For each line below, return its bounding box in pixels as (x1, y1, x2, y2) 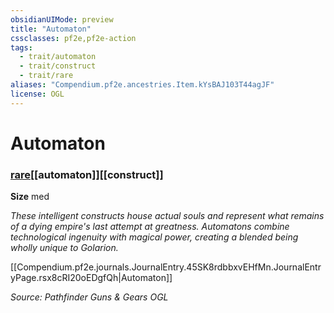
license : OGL (10, 89, 65, 99)
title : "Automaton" (10, 24, 92, 34)
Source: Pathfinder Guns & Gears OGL (10, 291, 169, 303)
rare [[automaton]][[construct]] (10, 167, 164, 181)
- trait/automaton (19, 52, 97, 62)
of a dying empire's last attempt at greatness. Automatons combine (10, 221, 290, 233)
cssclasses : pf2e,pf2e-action (10, 33, 137, 43)
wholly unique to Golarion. (10, 242, 119, 254)
